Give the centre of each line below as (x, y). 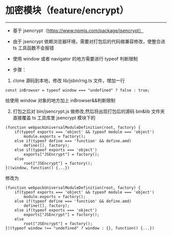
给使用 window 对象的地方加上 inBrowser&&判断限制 (60, 100)
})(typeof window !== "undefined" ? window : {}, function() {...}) (80, 228)
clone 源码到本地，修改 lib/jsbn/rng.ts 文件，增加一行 (69, 81)
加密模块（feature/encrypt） (67, 11)
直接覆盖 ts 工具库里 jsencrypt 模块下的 (54, 117)
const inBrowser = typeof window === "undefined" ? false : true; (78, 90)
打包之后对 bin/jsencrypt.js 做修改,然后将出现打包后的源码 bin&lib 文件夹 (89, 111)
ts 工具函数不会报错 (33, 48)
